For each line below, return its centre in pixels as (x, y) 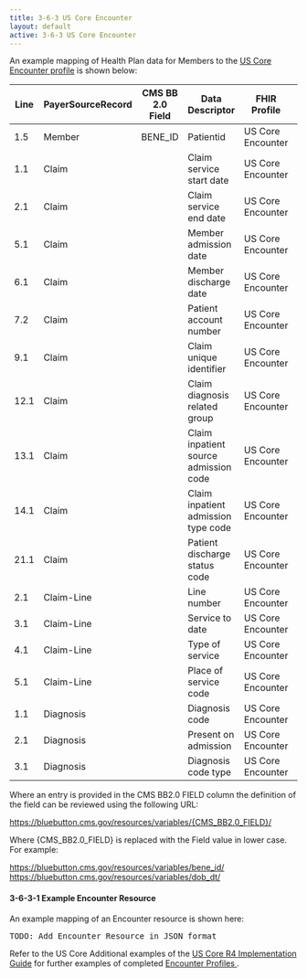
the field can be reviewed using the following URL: (104, 804)
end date (207, 218)
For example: (34, 850)
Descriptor (212, 111)
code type (209, 772)
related (203, 407)
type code (209, 528)
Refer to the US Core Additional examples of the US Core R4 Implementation (153, 953)
